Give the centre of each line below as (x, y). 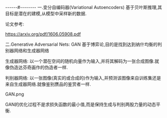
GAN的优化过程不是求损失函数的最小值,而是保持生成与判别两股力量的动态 (81, 104)
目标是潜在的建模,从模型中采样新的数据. (46, 13)
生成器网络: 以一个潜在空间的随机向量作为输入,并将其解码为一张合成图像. (80, 61)
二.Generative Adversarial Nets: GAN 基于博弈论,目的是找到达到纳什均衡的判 (84, 44)
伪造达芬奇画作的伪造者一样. (39, 67)
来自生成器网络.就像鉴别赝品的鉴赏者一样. (48, 84)
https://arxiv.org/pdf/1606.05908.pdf (43, 34)
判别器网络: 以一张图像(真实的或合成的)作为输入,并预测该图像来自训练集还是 (83, 78)
